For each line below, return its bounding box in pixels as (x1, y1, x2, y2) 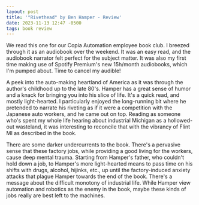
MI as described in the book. (6, 130, 77, 137)
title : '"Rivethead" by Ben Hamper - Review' (6, 14, 122, 20)
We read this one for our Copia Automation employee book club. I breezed (6, 42, 190, 49)
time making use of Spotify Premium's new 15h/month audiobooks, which (6, 61, 188, 68)
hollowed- (167, 117, 193, 124)
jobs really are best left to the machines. (6, 192, 105, 199)
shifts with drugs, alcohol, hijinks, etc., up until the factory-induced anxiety (6, 167, 191, 174)
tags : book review (6, 25, 52, 32)
